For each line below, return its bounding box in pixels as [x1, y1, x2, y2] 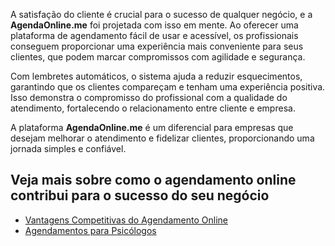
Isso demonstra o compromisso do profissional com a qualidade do [10, 92, 288, 103]
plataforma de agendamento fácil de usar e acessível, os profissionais [10, 30, 299, 41]
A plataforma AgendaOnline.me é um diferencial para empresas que [10, 122, 294, 133]
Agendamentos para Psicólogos [24, 224, 157, 236]
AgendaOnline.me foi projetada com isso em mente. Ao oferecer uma [10, 19, 299, 31]
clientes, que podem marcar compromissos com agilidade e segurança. [10, 51, 306, 63]
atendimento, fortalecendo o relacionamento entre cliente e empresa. [10, 102, 296, 114]
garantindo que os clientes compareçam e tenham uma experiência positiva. [10, 81, 326, 93]
